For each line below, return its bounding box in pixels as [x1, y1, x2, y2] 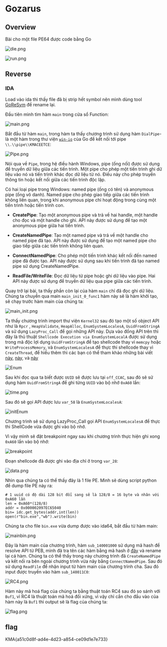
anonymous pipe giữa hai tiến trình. [12, 222, 85, 228]
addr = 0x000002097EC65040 [5, 505, 61, 510]
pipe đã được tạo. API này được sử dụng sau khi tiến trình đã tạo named [12, 258, 160, 264]
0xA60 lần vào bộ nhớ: [5, 438, 50, 445]
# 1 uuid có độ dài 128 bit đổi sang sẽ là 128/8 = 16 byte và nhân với [5, 492, 160, 497]
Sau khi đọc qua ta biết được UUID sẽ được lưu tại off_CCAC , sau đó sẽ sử [5, 374, 154, 380]
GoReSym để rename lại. [5, 101, 56, 107]
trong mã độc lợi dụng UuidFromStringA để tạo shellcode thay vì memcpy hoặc [5, 339, 162, 345]
